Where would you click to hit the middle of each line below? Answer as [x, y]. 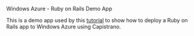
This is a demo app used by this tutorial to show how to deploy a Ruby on [97, 20]
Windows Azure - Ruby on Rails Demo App [59, 9]
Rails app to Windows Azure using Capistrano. [64, 27]
